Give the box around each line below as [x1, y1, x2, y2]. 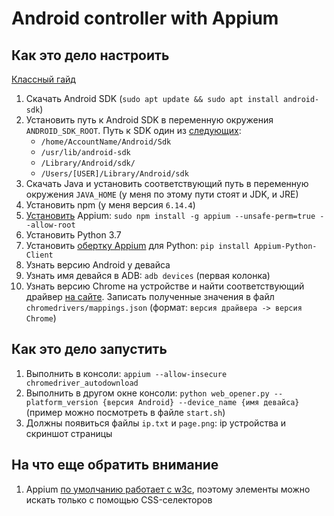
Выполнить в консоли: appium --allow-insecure [25, 367, 228, 379]
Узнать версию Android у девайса [25, 259, 171, 271]
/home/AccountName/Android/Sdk [40, 137, 172, 147]
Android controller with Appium [11, 7, 279, 30]
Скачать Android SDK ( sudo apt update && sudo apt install [25, 93, 279, 104]
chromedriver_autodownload [25, 378, 139, 388]
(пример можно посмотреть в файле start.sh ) [25, 406, 226, 418]
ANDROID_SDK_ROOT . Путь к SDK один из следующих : [25, 125, 242, 136]
